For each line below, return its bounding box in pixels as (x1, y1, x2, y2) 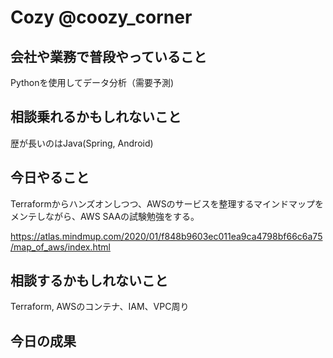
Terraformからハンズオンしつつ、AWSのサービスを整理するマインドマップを (10, 197, 325, 210)
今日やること (10, 169, 90, 186)
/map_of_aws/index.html (10, 241, 111, 253)
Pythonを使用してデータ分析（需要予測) (10, 77, 175, 88)
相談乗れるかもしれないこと (10, 109, 182, 126)
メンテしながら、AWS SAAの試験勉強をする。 (10, 210, 200, 222)
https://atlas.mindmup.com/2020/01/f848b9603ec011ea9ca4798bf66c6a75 (10, 230, 323, 242)
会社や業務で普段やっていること (10, 48, 207, 65)
